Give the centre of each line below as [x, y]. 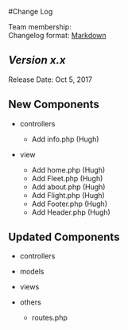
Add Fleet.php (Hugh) [67, 178]
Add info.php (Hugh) [65, 139]
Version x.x [37, 60]
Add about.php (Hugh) [68, 187]
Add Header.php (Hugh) [71, 212]
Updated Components [64, 237]
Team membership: [40, 27]
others [30, 302]
